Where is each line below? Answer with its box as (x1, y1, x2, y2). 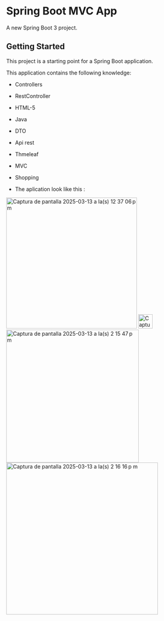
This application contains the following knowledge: (6, 69, 132, 76)
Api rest (14, 139, 35, 146)
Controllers (14, 80, 43, 88)
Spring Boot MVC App (6, 4, 118, 18)
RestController (14, 92, 51, 100)
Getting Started (6, 41, 65, 52)
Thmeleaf (14, 150, 39, 157)
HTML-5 (14, 104, 36, 111)
